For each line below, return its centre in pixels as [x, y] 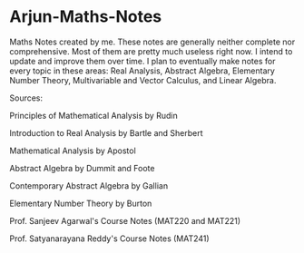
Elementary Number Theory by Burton [81, 203]
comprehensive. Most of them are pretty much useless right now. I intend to [151, 51]
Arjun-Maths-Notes [86, 17]
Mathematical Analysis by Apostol [73, 151]
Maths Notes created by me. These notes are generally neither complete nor [152, 42]
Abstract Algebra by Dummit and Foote [82, 168]
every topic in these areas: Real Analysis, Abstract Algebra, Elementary [142, 71]
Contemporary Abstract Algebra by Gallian [89, 185]
